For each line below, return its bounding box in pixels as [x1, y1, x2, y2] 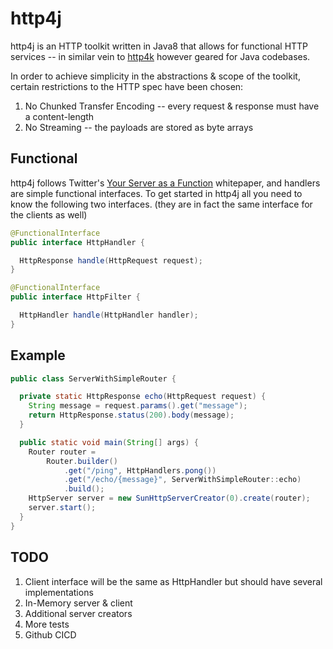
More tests [24, 618, 70, 630]
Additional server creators [24, 607, 133, 619]
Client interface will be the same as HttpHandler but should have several [24, 575, 323, 587]
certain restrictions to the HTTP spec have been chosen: [10, 80, 244, 92]
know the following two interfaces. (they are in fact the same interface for [10, 198, 313, 210]
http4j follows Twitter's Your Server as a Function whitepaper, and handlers [10, 177, 321, 189]
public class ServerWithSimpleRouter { [10, 373, 177, 384]
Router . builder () [46, 456, 118, 466]
